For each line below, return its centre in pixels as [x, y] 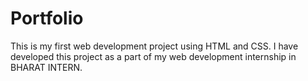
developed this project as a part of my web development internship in [153, 56]
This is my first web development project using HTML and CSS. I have [154, 46]
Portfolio [47, 18]
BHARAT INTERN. [46, 67]
